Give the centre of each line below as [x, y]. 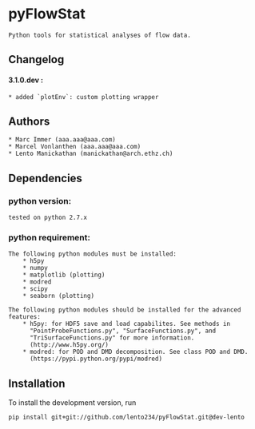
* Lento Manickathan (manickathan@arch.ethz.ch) [91, 154]
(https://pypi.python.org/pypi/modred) [96, 359]
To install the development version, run [72, 403]
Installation [37, 383]
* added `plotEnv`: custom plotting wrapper [84, 97]
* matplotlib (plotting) [64, 275]
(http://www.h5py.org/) [69, 345]
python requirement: [49, 237]
